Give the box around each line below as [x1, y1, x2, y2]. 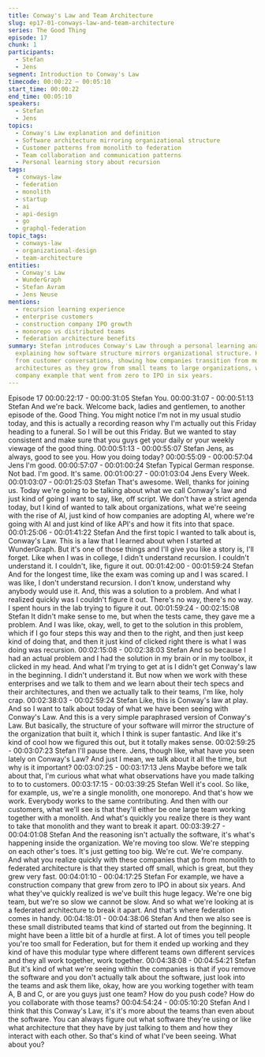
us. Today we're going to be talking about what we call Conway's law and [8, 485, 247, 495]
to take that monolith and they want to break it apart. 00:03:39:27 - [8, 821, 226, 830]
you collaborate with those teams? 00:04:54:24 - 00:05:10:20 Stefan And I [8, 997, 250, 1007]
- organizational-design [15, 246, 97, 254]
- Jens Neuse [15, 291, 58, 299]
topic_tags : [8, 232, 47, 240]
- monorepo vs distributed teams [15, 327, 125, 336]
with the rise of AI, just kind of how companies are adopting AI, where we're [8, 510, 255, 520]
